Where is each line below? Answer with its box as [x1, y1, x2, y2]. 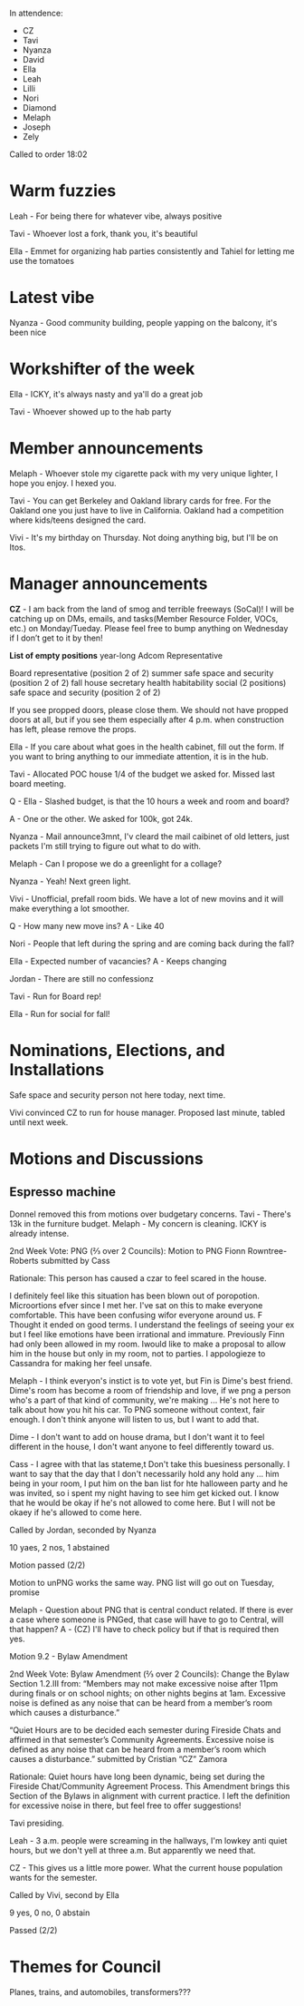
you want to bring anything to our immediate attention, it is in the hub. [9, 750, 269, 761]
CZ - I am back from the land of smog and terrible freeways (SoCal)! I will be [9, 603, 295, 614]
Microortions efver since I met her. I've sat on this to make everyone [9, 1299, 263, 1310]
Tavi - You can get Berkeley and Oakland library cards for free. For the [9, 494, 271, 506]
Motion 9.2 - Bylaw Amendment [9, 1650, 128, 1661]
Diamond [22, 103, 57, 113]
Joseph [22, 122, 52, 132]
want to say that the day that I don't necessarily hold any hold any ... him [9, 1468, 280, 1479]
